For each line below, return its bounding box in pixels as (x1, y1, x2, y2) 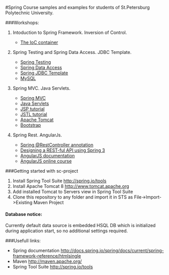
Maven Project (33, 200, 64, 205)
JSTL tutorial (20, 112, 47, 117)
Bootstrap (20, 122, 41, 128)
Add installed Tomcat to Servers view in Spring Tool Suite (12, 188, 133, 195)
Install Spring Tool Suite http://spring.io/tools (12, 178, 107, 184)
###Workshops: (5, 20, 39, 25)
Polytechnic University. (5, 10, 54, 16)
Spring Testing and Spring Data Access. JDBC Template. (12, 49, 132, 55)
